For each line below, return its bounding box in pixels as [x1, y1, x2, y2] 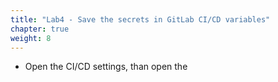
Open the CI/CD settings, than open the [24, 61, 188, 73]
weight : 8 [10, 33, 52, 43]
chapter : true [10, 24, 70, 34]
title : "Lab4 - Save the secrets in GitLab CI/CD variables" [10, 14, 271, 25]
